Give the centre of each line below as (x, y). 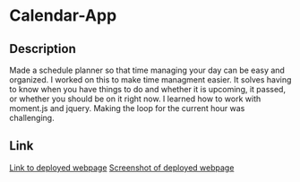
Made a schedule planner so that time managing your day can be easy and (147, 70)
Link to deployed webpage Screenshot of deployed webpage (122, 168)
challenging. (32, 118)
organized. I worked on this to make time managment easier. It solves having (150, 80)
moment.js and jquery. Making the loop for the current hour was (127, 108)
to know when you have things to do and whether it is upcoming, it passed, (148, 89)
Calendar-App (63, 16)
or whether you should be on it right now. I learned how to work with (135, 99)
